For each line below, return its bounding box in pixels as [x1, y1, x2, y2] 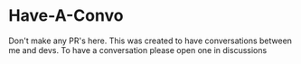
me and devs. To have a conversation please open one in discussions [8, 44, 268, 55]
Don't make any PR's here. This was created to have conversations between [8, 35, 293, 46]
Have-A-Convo [8, 5, 124, 26]
